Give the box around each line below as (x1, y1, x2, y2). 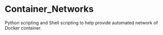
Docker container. (5, 25, 42, 31)
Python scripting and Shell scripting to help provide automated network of (5, 20, 158, 26)
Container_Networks (5, 3, 94, 15)
